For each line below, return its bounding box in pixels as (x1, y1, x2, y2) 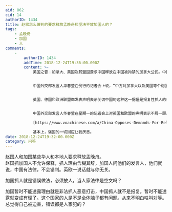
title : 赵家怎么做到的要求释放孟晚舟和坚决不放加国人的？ (5, 22, 113, 27)
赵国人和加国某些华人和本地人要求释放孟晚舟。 (5, 153, 104, 160)
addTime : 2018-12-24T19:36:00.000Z (24, 60, 100, 65)
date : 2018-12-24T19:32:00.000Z (5, 134, 74, 139)
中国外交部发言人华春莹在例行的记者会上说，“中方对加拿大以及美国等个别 (32, 83, 165, 89)
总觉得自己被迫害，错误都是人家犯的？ (5, 201, 86, 207)
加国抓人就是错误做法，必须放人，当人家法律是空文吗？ (5, 178, 122, 184)
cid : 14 (5, 12, 22, 17)
